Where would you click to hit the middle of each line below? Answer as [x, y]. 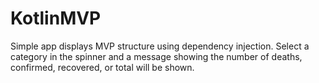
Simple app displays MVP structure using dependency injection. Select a [160, 46]
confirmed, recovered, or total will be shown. [102, 67]
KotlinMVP [56, 18]
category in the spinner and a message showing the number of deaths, [156, 56]
